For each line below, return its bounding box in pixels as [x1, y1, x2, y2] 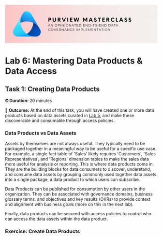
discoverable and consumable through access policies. [5, 118, 115, 123]
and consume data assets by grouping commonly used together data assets [5, 172, 157, 178]
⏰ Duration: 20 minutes [5, 98, 52, 104]
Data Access [5, 66, 57, 77]
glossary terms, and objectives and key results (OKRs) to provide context [5, 196, 151, 202]
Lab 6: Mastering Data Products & [5, 56, 143, 66]
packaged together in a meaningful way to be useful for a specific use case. [5, 146, 157, 152]
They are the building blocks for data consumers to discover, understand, [5, 166, 151, 172]
